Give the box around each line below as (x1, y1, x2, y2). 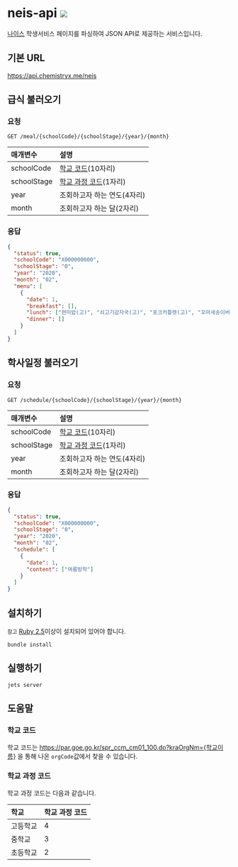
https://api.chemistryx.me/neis (7, 71, 97, 79)
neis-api (7, 5, 57, 21)
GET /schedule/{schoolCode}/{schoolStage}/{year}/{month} (7, 396, 182, 403)
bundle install (7, 642, 52, 649)
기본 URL (7, 52, 45, 65)
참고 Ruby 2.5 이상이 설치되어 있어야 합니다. (7, 627, 126, 636)
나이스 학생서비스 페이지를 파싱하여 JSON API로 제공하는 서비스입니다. (7, 29, 203, 38)
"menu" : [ (13, 282, 42, 290)
